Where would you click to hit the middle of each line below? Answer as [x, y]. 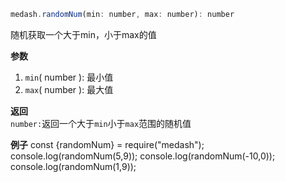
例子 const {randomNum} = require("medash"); [107, 144]
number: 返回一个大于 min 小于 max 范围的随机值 [101, 123]
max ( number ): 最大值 [69, 89]
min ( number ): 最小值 [69, 77]
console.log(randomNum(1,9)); [73, 166]
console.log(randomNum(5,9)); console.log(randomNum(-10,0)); [143, 156]
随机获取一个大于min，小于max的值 [83, 34]
